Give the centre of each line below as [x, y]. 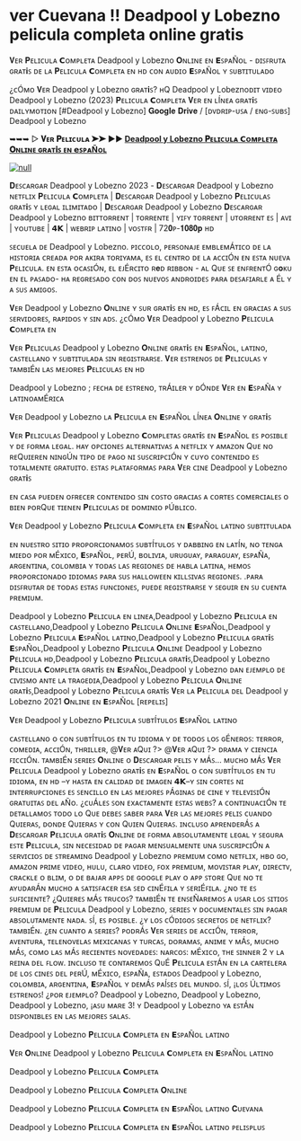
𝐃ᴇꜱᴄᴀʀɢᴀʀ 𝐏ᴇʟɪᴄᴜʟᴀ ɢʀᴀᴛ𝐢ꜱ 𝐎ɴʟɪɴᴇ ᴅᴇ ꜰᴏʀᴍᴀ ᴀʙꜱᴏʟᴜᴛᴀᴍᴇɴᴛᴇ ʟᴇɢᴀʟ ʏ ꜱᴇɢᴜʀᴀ [146, 834]
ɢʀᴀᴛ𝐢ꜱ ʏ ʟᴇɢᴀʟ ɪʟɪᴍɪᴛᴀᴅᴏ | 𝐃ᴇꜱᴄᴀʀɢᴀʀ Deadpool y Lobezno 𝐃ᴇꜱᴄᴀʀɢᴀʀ [136, 207]
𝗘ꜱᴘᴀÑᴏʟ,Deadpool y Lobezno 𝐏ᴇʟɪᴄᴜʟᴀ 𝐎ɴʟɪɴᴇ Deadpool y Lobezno [136, 648]
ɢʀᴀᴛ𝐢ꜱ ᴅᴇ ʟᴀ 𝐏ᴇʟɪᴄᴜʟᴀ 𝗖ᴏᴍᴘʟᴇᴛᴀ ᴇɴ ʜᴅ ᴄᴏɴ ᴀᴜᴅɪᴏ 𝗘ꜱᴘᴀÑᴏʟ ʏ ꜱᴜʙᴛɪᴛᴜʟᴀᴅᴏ [142, 71]
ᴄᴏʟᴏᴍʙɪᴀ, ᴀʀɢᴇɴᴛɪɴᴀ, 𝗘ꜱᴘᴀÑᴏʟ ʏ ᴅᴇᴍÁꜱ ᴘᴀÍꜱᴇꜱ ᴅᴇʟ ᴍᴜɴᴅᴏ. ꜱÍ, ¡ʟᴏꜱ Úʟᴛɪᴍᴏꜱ [145, 984]
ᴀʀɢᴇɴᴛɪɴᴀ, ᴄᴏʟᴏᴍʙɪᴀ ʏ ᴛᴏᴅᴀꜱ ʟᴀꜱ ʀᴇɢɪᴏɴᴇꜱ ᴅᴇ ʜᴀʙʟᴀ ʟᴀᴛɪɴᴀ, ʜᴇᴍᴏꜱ [130, 565]
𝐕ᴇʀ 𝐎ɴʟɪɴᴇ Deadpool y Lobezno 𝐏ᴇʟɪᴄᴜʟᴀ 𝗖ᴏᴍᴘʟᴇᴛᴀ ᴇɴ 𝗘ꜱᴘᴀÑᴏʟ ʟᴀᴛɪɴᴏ [142, 1053]
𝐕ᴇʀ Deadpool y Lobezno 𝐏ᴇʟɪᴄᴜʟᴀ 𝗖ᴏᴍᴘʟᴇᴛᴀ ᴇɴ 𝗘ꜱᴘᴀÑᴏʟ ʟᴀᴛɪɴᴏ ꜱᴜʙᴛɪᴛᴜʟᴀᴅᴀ [150, 526]
